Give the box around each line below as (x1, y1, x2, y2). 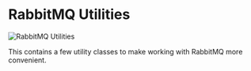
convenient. (8, 55, 47, 65)
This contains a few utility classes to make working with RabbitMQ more (8, 47, 243, 56)
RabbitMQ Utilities (8, 6, 131, 24)
